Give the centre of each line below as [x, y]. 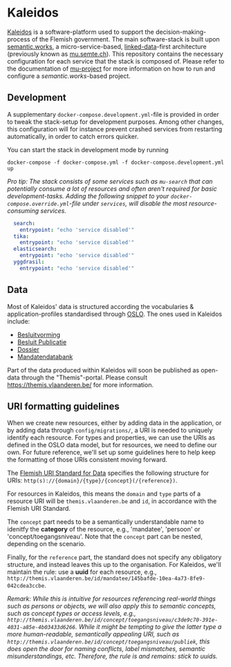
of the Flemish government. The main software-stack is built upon [126, 39]
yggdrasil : [29, 262]
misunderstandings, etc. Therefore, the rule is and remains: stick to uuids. [112, 656]
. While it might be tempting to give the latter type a [148, 627]
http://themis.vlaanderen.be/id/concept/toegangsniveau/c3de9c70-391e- [112, 620]
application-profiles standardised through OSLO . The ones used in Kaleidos [115, 314]
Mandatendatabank [45, 357]
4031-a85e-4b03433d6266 [41, 628]
